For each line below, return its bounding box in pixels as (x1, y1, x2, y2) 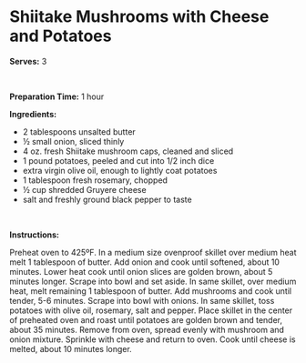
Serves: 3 (9, 55, 47, 66)
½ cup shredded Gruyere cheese (22, 184, 148, 195)
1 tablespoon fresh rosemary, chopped (22, 175, 168, 186)
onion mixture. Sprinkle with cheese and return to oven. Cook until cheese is (9, 334, 296, 345)
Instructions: (9, 229, 60, 240)
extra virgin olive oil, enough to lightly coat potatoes (22, 165, 218, 176)
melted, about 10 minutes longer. (9, 343, 132, 354)
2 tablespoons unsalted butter (22, 126, 137, 137)
